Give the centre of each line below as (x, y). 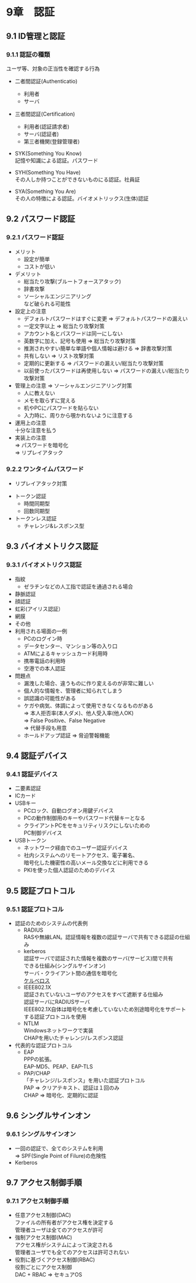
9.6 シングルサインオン (48, 1116)
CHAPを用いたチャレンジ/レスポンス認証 (73, 1038)
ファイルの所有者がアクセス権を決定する (64, 1223)
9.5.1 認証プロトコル (35, 909)
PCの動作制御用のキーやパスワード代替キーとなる (84, 818)
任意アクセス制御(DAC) (43, 1215)
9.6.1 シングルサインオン (41, 1134)
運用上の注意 (30, 423)
